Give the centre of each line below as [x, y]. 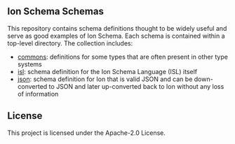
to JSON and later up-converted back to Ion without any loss [136, 86]
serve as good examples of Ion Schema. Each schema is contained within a [116, 36]
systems [29, 64]
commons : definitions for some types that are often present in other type [122, 57]
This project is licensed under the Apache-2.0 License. [87, 133]
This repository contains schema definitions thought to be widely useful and [117, 28]
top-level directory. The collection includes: [70, 43]
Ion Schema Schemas [55, 12]
